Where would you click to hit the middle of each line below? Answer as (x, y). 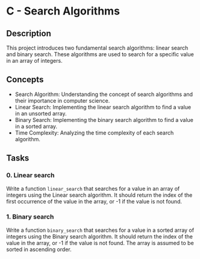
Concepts (25, 80)
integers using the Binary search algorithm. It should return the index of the (99, 236)
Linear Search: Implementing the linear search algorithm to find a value (103, 107)
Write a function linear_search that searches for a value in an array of (93, 188)
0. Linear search (30, 175)
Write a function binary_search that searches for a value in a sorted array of (100, 230)
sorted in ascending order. (39, 249)
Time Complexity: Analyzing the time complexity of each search (94, 133)
